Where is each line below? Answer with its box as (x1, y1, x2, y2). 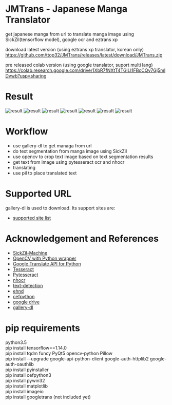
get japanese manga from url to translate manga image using (5, 31, 135, 37)
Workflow (5, 126, 48, 138)
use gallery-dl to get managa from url (12, 142, 92, 149)
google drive (12, 299, 40, 305)
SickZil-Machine (12, 249, 48, 256)
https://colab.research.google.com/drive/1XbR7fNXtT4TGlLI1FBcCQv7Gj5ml (5, 67, 166, 73)
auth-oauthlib (5, 361, 34, 367)
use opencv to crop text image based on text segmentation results (12, 153, 154, 160)
